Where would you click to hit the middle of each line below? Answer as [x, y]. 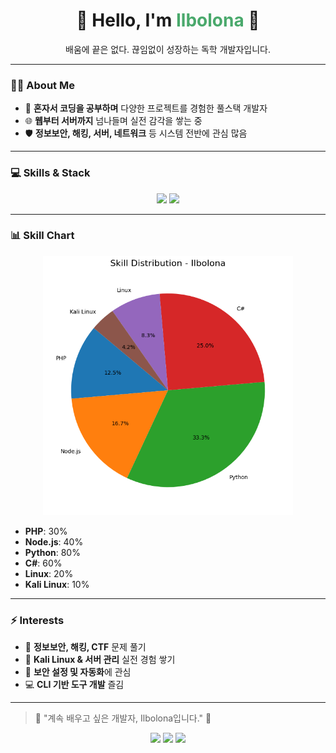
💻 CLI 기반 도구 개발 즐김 [74, 685]
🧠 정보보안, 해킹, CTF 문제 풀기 [85, 647]
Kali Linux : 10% [57, 584]
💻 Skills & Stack [50, 173]
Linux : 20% [49, 573]
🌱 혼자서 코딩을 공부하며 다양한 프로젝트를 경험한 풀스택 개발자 [146, 108]
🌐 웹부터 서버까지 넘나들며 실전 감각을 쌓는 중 [113, 121]
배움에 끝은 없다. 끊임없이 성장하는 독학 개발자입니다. [168, 49]
